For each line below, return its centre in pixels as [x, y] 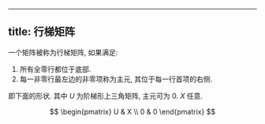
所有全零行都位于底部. [55, 69]
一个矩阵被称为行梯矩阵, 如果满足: [63, 52]
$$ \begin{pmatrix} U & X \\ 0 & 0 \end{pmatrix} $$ [132, 111]
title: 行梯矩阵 [42, 32]
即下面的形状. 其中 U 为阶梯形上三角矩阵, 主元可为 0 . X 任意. [106, 96]
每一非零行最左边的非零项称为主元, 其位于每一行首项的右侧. [116, 79]
